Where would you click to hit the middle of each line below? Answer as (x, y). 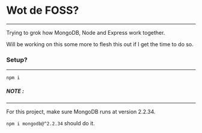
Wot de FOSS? (43, 10)
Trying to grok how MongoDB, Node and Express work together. (86, 32)
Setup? (17, 59)
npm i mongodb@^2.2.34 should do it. (50, 123)
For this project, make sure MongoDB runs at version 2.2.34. (81, 112)
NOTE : (15, 91)
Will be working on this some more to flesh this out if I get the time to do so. (100, 44)
